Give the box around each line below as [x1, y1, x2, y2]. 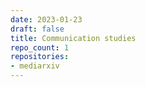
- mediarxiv [10, 61, 60, 71]
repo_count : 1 [10, 42, 70, 53]
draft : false [10, 24, 65, 34]
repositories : [10, 52, 70, 62]
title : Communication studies [10, 33, 137, 43]
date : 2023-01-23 [10, 14, 83, 25]
